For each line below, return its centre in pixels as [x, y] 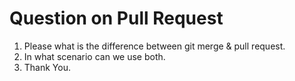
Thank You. [47, 67]
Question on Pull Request [116, 18]
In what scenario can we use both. [94, 56]
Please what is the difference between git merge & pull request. [154, 46]
